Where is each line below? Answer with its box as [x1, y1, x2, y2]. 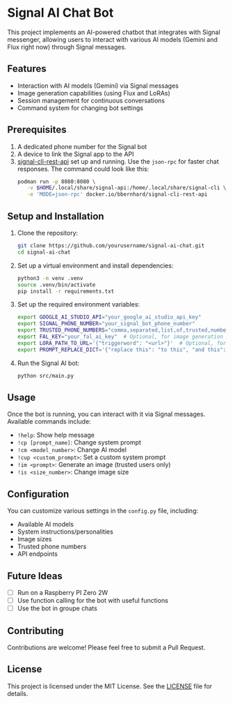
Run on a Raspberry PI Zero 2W [17, 588, 109, 596]
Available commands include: [7, 417, 92, 426]
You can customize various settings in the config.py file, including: [7, 507, 198, 515]
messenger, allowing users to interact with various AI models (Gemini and [7, 35, 218, 43]
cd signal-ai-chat [17, 249, 71, 256]
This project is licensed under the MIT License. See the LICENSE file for [7, 681, 213, 690]
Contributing [7, 625, 64, 637]
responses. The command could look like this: [17, 164, 150, 173]
